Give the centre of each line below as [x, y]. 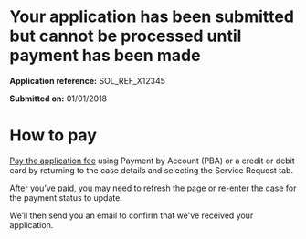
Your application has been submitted [152, 17]
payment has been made [105, 56]
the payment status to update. [66, 197]
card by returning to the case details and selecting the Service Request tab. [152, 170]
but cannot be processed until [126, 36]
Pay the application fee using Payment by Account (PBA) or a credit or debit [152, 161]
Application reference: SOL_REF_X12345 [88, 80]
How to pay [53, 135]
